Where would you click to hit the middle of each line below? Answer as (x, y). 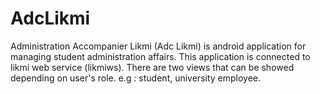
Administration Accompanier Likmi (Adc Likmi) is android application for (158, 46)
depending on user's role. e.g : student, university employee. (136, 78)
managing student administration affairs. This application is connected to (160, 56)
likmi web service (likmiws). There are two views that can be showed (152, 67)
